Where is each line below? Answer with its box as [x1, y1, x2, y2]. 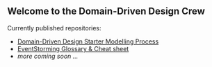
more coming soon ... [17, 52, 79, 60]
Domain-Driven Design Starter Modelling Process [17, 37, 159, 46]
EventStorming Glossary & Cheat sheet [17, 44, 129, 52]
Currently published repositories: [7, 23, 102, 32]
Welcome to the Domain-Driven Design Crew [7, 6, 205, 17]
